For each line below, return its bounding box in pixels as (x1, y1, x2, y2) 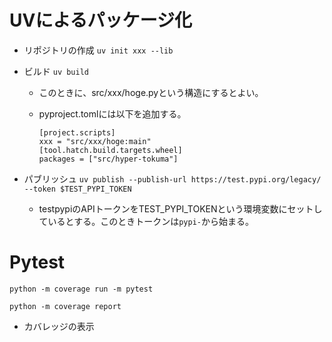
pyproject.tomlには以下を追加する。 (38, 107, 187, 120)
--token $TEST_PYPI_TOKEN (23, 184, 132, 194)
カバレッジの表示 (23, 320, 95, 332)
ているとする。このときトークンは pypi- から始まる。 (38, 215, 254, 227)
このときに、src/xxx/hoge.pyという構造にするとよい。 (38, 86, 264, 98)
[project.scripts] (38, 127, 116, 138)
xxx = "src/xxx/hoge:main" (38, 136, 152, 146)
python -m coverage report (9, 301, 122, 311)
